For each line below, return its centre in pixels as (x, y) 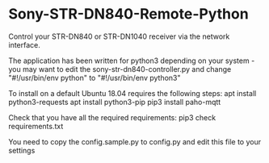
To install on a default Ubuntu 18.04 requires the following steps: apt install (132, 93)
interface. (24, 44)
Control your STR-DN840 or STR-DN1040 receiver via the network (119, 36)
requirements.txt (36, 126)
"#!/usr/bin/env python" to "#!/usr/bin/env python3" (95, 77)
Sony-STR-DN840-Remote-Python (128, 14)
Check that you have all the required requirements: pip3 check (112, 117)
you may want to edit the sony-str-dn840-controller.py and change (120, 69)
